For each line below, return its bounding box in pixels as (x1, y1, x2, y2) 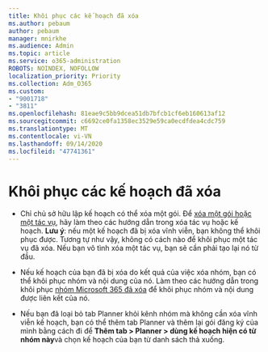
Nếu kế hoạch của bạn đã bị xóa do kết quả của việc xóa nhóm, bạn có (19, 268, 257, 278)
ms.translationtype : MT (8, 125, 89, 133)
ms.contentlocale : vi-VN (8, 132, 92, 140)
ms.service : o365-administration (8, 57, 121, 66)
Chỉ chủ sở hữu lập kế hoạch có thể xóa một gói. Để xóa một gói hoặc (19, 209, 252, 218)
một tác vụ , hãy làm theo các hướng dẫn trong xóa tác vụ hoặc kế (19, 218, 239, 227)
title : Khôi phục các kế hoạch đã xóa (8, 11, 139, 20)
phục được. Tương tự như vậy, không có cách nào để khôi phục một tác (19, 235, 258, 244)
